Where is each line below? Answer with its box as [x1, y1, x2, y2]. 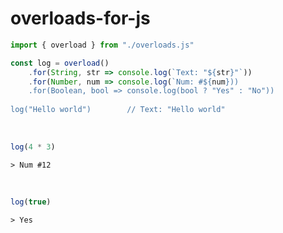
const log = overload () [10, 58, 110, 68]
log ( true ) [10, 197, 52, 207]
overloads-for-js [10, 7, 151, 30]
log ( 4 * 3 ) [10, 142, 56, 152]
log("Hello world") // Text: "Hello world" [10, 105, 226, 115]
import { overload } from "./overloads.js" [10, 40, 195, 50]
